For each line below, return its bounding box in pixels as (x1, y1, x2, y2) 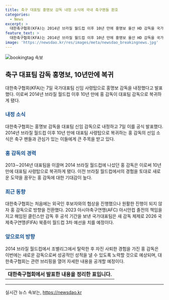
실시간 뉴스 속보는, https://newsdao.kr (5, 289, 82, 295)
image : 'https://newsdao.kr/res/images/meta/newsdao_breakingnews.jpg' (5, 40, 158, 45)
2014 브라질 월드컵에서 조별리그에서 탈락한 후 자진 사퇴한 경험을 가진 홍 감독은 (5, 245, 159, 251)
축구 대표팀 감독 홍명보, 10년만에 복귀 (5, 71, 114, 79)
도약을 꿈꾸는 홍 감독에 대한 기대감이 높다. (10, 175, 93, 181)
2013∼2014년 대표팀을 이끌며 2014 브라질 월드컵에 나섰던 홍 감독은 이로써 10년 (5, 162, 162, 168)
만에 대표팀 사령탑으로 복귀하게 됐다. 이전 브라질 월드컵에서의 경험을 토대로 (5, 169, 152, 175)
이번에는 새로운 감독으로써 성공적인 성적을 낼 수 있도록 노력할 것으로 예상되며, (5, 252, 157, 258)
